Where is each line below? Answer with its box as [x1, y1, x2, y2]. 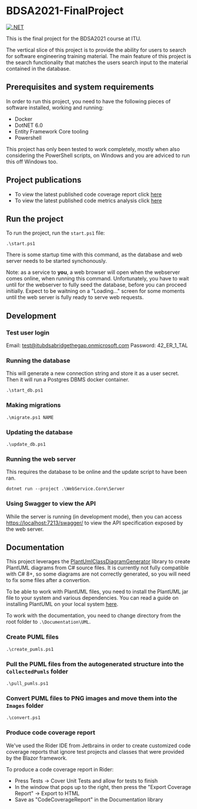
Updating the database [6, 428, 74, 436]
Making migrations [6, 401, 61, 409]
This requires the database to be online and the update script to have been [6, 469, 187, 476]
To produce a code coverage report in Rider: [6, 765, 113, 773]
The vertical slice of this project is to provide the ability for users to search [6, 46, 186, 54]
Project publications [6, 175, 82, 185]
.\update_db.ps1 [6, 441, 46, 447]
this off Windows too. [6, 158, 58, 165]
